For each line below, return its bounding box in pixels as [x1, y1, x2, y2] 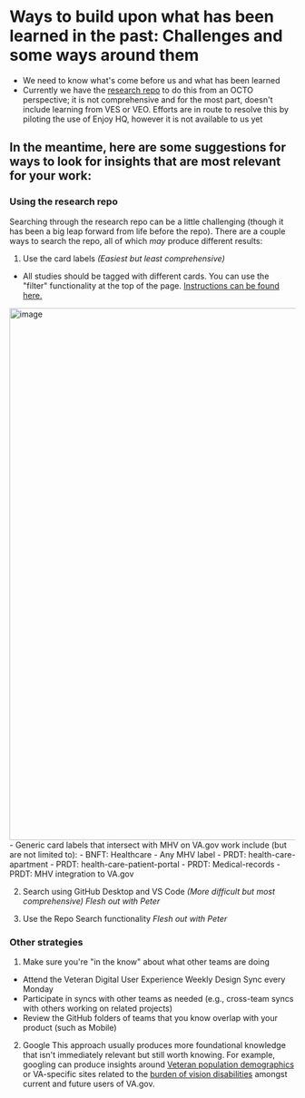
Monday [22, 983, 54, 995]
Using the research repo [9, 195, 118, 208]
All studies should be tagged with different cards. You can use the [22, 270, 270, 281]
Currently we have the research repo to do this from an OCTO [22, 84, 254, 95]
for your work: [9, 168, 93, 183]
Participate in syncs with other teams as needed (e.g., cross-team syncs [22, 993, 294, 1004]
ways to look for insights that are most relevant [9, 154, 281, 170]
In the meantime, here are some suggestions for [9, 140, 286, 155]
